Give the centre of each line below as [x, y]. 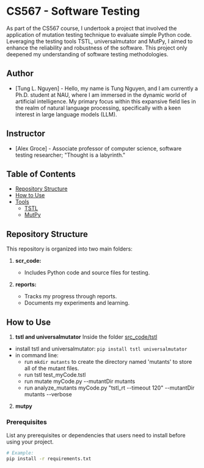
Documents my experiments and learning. [77, 303]
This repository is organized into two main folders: [70, 249]
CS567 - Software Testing [73, 11]
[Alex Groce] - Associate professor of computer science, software [98, 148]
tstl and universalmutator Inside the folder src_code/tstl [86, 337]
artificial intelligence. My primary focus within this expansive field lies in [106, 101]
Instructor [26, 134]
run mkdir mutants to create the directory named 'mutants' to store [108, 362]
